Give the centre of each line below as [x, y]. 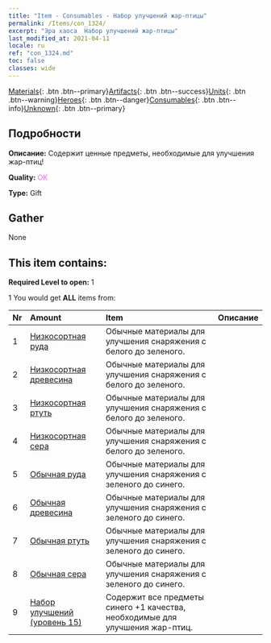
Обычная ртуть [60, 541]
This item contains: [58, 263]
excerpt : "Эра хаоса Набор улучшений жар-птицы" [94, 31]
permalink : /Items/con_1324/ [57, 23]
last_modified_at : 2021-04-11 [59, 38]
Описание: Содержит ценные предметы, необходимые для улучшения [131, 153]
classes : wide [32, 68]
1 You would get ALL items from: [62, 298]
